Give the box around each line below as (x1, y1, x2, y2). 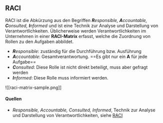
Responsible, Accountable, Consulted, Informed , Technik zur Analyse (12, 107, 156, 113)
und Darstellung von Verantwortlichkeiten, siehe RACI (12, 112, 123, 118)
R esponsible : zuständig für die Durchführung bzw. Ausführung (12, 48, 141, 54)
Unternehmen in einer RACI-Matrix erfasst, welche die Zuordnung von (5, 33, 151, 39)
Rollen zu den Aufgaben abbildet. (5, 38, 74, 44)
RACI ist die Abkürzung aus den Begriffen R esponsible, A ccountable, (5, 17, 147, 23)
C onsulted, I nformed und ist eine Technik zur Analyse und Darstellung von (5, 22, 158, 28)
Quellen (5, 96, 22, 102)
